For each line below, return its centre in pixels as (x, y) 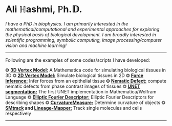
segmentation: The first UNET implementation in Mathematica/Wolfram (81, 91)
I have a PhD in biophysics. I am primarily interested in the (67, 23)
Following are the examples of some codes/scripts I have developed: (78, 60)
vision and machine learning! (36, 45)
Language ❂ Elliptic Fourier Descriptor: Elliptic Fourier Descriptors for (80, 97)
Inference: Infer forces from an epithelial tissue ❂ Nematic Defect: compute (86, 81)
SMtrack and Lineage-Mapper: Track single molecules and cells (74, 108)
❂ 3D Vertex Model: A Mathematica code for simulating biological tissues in (86, 70)
